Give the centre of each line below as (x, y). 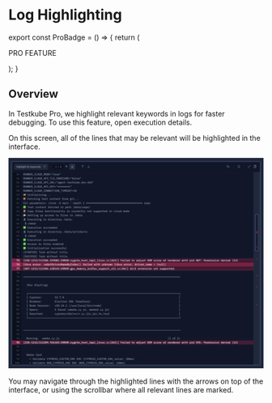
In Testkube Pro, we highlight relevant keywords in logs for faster (117, 113)
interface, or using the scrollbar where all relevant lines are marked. (121, 390)
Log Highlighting (66, 15)
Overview (34, 94)
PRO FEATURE (32, 53)
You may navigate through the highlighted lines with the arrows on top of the (136, 381)
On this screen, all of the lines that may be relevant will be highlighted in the (134, 138)
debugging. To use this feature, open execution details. (100, 122)
